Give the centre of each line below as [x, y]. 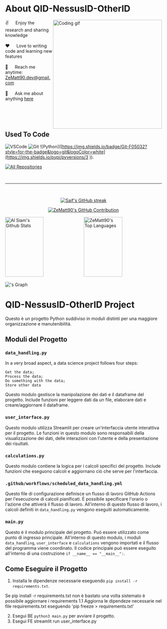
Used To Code [27, 135]
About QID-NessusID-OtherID [68, 9]
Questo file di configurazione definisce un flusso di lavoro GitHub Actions [80, 494]
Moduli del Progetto [36, 340]
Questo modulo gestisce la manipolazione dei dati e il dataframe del [75, 395]
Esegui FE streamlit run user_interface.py [54, 621]
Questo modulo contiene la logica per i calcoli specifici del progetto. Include [83, 466]
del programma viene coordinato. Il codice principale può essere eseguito [81, 548]
